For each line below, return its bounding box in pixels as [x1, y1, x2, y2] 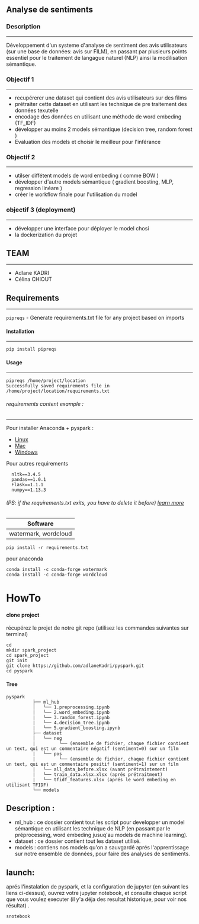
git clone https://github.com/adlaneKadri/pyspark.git [6, 663, 145, 669]
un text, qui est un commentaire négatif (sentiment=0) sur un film [6, 746, 179, 752]
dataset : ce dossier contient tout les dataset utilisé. [14, 838, 141, 845]
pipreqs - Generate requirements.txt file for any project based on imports [6, 314, 185, 322]
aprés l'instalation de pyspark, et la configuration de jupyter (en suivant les [6, 883, 188, 890]
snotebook [6, 913, 31, 920]
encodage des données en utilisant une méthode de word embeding [14, 113, 182, 120]
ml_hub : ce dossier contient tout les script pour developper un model [14, 819, 185, 826]
